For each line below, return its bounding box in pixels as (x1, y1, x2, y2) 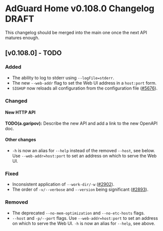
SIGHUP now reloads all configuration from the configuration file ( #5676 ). (12, 85, 158, 91)
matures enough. (5, 35, 40, 41)
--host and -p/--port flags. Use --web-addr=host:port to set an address (12, 215, 158, 221)
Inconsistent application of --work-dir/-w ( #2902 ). (12, 182, 115, 187)
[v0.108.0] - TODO (5, 49, 62, 57)
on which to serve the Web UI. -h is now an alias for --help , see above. (12, 220, 156, 226)
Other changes (5, 137, 36, 142)
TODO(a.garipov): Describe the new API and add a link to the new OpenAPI (5, 120, 158, 126)
